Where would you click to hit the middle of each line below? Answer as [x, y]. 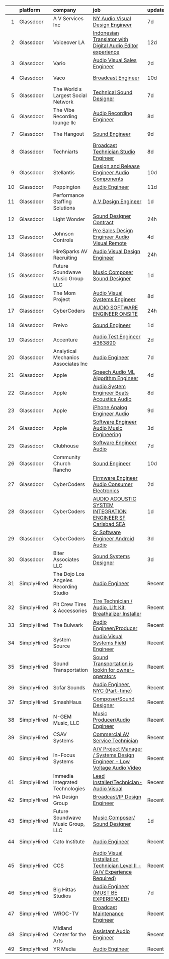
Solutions [64, 208]
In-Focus [64, 755]
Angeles [63, 580]
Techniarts [66, 152]
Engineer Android [113, 539]
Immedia [63, 776]
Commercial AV [111, 734]
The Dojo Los [69, 574]
